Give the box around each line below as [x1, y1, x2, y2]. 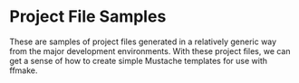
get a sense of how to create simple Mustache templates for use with [9, 55, 267, 66]
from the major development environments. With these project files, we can [9, 45, 291, 56]
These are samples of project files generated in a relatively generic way [9, 36, 277, 47]
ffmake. [9, 65, 38, 76]
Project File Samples [9, 6, 167, 27]
